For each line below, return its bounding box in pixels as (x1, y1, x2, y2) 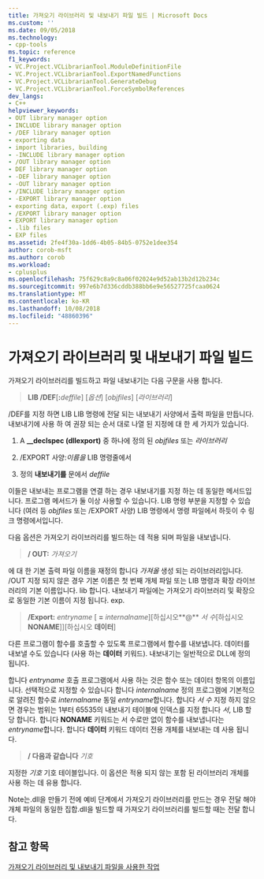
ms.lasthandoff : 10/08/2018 (8, 304, 101, 312)
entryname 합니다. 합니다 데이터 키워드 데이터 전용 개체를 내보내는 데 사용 (8, 724, 235, 734)
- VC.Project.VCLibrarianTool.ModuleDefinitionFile (8, 63, 181, 71)
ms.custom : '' (8, 19, 55, 27)
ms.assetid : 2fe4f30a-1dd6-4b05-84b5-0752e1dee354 (8, 239, 178, 247)
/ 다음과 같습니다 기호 (27, 751, 93, 761)
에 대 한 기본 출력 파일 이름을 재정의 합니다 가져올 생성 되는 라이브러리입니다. (8, 566, 244, 575)
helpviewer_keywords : (8, 107, 80, 115)
